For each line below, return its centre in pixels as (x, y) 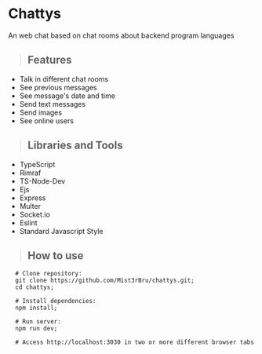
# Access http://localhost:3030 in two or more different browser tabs (135, 342)
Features (49, 60)
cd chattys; (35, 287)
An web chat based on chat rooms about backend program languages (121, 35)
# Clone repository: (49, 274)
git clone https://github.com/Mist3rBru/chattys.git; (105, 281)
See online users (47, 120)
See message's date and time (67, 96)
